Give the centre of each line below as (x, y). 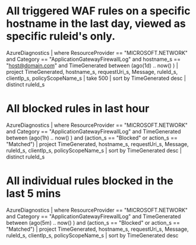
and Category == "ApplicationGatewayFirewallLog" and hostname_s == (94, 59)
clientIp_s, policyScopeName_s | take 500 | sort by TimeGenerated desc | (96, 78)
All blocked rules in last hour (78, 109)
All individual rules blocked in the (90, 181)
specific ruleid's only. (61, 36)
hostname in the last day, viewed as (96, 24)
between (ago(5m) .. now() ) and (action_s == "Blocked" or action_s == (93, 222)
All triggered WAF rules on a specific (98, 11)
